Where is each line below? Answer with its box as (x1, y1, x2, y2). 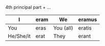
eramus (78, 16, 97, 23)
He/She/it (8, 32, 31, 39)
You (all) (53, 24, 73, 31)
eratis (78, 24, 92, 31)
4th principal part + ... (5, 4, 51, 10)
